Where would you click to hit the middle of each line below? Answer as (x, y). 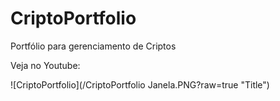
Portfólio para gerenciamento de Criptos (93, 46)
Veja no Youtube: (45, 65)
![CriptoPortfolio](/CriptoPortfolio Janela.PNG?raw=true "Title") (140, 84)
